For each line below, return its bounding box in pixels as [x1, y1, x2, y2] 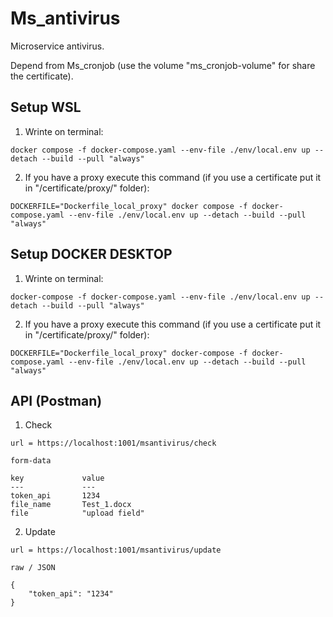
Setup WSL [10, 99, 82, 116]
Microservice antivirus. [10, 40, 105, 52]
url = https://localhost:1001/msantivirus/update [10, 545, 222, 556]
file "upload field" [10, 508, 145, 519]
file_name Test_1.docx [10, 500, 132, 510]
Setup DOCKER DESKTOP [10, 246, 173, 263]
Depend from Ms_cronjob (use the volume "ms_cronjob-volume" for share [10, 59, 316, 71]
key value [10, 473, 105, 484]
